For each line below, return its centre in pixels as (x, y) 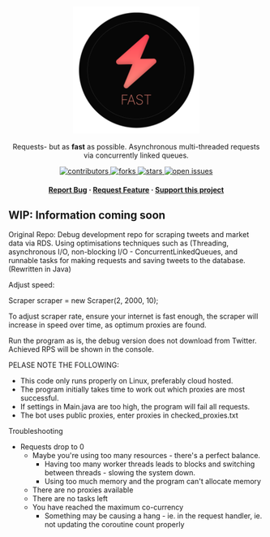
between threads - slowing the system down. (120, 473)
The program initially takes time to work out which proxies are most (133, 390)
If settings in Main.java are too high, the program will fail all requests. (135, 407)
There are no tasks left (70, 499)
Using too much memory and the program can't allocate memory (153, 482)
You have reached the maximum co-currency (108, 507)
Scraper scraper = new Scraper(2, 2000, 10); (84, 301)
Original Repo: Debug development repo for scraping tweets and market (129, 235)
